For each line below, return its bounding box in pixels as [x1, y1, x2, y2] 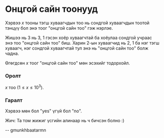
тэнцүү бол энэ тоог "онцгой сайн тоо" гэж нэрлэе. [5, 25, 113, 31]
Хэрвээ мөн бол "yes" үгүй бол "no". [5, 108, 82, 114]
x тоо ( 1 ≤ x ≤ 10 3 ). [5, 84, 44, 90]
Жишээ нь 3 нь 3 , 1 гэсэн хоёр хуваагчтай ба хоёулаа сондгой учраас [5, 35, 152, 41]
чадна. [5, 50, 19, 56]
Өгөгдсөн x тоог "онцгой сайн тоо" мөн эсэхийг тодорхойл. [5, 60, 131, 66]
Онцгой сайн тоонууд [5, 3, 98, 15]
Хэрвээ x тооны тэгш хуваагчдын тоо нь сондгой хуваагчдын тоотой [5, 20, 150, 26]
